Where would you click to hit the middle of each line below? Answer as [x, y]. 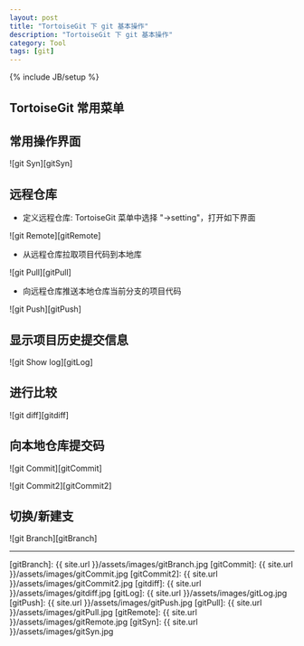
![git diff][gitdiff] [39, 415]
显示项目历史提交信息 [69, 340]
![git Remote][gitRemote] [55, 236]
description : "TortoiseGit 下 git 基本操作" [91, 34]
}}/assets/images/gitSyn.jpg [62, 632]
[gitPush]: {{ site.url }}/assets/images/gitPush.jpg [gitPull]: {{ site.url [136, 603]
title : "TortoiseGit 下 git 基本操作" [79, 26]
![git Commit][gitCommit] [56, 468]
